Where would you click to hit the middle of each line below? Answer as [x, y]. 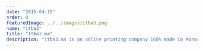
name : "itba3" [24, 28]
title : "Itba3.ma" [29, 34]
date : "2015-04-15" [31, 12]
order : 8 [17, 17]
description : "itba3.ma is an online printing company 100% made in [95, 39]
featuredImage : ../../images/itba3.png [57, 23]
